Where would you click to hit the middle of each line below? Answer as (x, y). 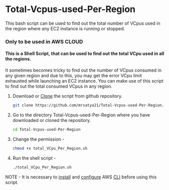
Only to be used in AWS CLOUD (44, 41)
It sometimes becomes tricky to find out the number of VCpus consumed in (83, 70)
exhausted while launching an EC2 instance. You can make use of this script (84, 81)
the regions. (18, 59)
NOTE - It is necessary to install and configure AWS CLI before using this (81, 177)
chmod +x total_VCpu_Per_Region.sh (50, 148)
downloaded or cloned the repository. (52, 120)
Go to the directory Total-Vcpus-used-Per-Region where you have (81, 115)
